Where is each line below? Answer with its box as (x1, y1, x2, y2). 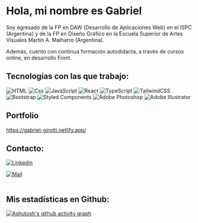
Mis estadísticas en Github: (6, 194, 110, 204)
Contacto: (6, 144, 44, 154)
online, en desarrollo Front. (6, 54, 72, 61)
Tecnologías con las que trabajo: (6, 71, 129, 81)
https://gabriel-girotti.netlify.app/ (6, 126, 87, 133)
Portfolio (6, 111, 39, 121)
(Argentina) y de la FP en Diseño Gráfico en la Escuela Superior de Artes (6, 30, 183, 37)
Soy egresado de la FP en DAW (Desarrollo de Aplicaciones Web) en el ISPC (6, 24, 192, 31)
